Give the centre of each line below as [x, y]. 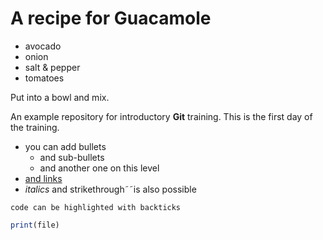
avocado [43, 46]
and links [43, 178]
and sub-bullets [72, 157]
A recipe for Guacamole [111, 18]
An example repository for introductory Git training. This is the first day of [161, 116]
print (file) [35, 225]
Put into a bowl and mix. [60, 97]
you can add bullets [65, 146]
